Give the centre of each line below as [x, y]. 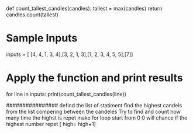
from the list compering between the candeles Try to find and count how [94, 111]
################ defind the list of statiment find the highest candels [94, 105]
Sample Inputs [42, 38]
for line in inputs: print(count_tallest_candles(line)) [66, 94]
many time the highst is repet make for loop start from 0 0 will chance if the [97, 118]
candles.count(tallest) [32, 15]
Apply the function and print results [94, 78]
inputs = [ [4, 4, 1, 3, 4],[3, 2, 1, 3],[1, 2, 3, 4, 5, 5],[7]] [70, 54]
